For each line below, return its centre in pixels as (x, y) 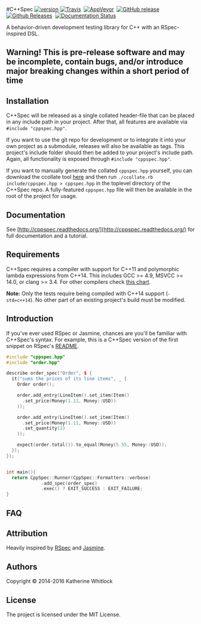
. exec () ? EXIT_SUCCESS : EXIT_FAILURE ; (92, 489)
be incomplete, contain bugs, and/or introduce (95, 62)
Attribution (27, 533)
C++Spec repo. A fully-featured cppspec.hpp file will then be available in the (99, 190)
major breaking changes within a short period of (98, 71)
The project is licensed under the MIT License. (63, 614)
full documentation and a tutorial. (47, 236)
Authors (22, 567)
